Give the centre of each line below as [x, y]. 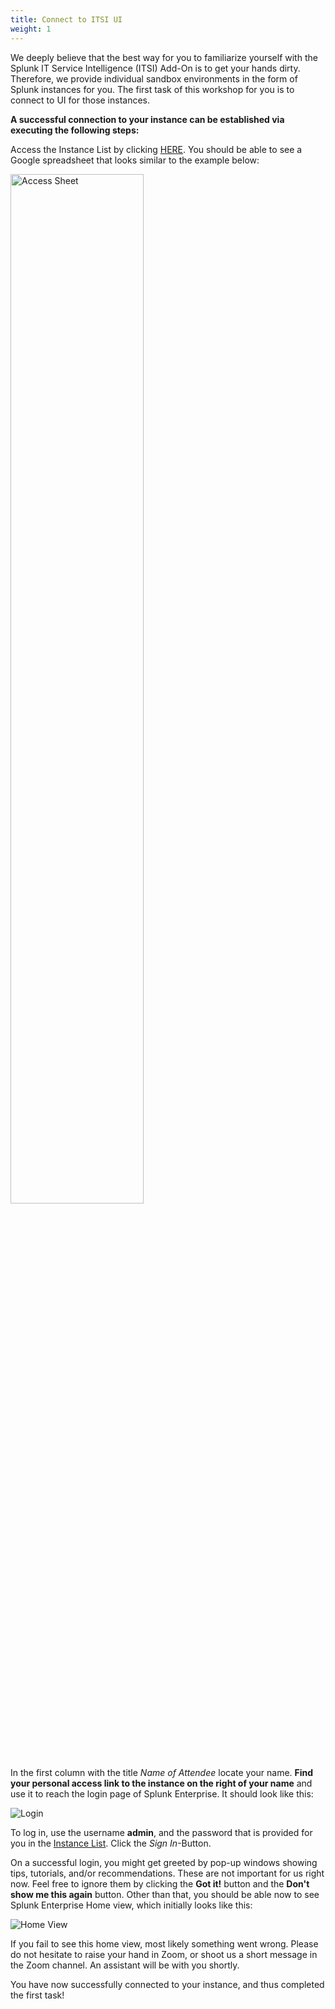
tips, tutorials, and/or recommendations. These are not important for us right [167, 1873]
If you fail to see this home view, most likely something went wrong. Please [164, 1943]
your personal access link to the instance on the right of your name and [161, 1783]
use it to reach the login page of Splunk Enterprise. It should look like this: [162, 1793]
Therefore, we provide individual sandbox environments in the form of [154, 78]
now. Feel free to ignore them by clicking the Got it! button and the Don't [160, 1883]
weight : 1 [31, 29]
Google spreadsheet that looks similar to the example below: [135, 160]
